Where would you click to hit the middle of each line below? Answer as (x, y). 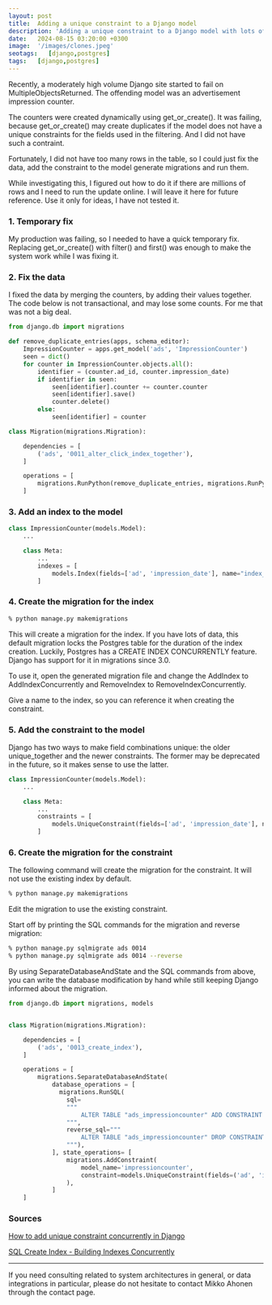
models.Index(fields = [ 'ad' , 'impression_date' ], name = (146, 573)
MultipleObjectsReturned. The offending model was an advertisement (124, 92)
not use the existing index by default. (70, 879)
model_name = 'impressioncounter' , (137, 1168)
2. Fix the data (37, 277)
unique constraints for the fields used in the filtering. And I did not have (127, 134)
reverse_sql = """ (93, 1130)
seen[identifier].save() (93, 394)
